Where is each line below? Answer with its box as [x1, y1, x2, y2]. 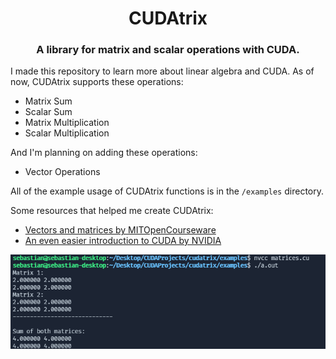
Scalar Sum [24, 106, 73, 118]
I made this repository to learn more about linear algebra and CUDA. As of [10, 65, 315, 77]
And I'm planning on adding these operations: [10, 147, 198, 159]
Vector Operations [24, 166, 101, 178]
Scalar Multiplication [24, 127, 110, 139]
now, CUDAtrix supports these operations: [10, 76, 184, 88]
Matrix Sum [24, 95, 73, 107]
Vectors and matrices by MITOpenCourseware [24, 224, 217, 236]
